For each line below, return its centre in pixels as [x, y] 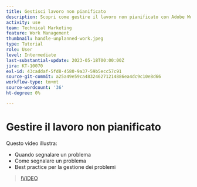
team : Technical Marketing [39, 28]
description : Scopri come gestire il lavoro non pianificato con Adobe [95, 17]
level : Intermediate [31, 55]
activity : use [23, 22]
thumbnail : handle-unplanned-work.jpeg [55, 39]
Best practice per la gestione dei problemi [65, 167]
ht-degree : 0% [23, 93]
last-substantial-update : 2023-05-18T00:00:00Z [65, 60]
